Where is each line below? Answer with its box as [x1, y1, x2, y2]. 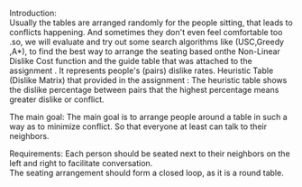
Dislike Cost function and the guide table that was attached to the [9, 56, 252, 66]
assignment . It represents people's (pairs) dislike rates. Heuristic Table [9, 65, 274, 76]
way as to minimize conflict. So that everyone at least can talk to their [9, 121, 268, 132]
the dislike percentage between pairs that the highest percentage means [9, 85, 279, 95]
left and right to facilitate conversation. [9, 158, 153, 168]
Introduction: [9, 8, 57, 18]
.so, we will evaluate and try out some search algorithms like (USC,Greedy [9, 36, 285, 47]
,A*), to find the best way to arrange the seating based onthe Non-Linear [9, 46, 281, 57]
